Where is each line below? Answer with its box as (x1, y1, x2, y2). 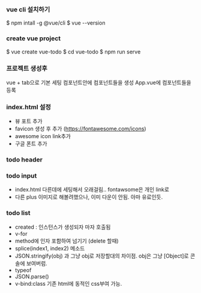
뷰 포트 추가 (14, 118, 43, 125)
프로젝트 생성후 (6, 64, 48, 73)
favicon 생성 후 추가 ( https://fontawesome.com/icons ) (14, 125, 146, 133)
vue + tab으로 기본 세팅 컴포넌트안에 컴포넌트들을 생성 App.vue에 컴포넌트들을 (6, 79, 191, 86)
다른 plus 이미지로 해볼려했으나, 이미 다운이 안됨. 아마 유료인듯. (14, 193, 163, 201)
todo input (6, 172, 37, 180)
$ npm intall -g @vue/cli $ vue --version (6, 19, 106, 26)
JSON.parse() (14, 273, 49, 280)
